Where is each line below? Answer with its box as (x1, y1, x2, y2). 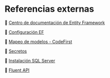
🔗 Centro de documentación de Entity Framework (4, 20, 105, 26)
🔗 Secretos (4, 48, 27, 54)
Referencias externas (4, 3, 94, 15)
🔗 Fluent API (4, 67, 30, 73)
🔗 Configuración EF (4, 29, 44, 35)
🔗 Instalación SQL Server (4, 57, 55, 63)
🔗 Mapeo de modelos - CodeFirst (4, 38, 73, 45)
